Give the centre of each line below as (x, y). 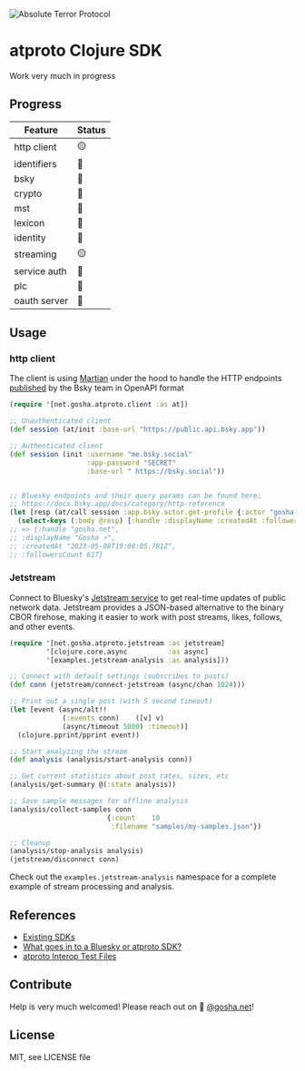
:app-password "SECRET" (132, 463)
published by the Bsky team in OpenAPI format (97, 388)
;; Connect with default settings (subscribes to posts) (119, 676)
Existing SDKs (49, 937)
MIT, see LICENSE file (50, 1056)
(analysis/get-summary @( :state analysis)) (93, 785)
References (43, 915)
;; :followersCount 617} (56, 555)
